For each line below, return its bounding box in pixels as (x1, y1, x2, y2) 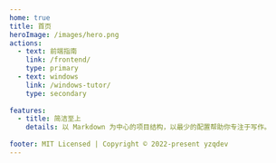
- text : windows (17, 72, 79, 81)
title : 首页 (9, 22, 52, 31)
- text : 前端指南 (17, 47, 78, 56)
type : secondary (25, 89, 88, 98)
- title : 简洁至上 (17, 114, 81, 123)
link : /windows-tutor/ (25, 81, 111, 90)
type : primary (25, 64, 79, 73)
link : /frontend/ (25, 55, 91, 64)
